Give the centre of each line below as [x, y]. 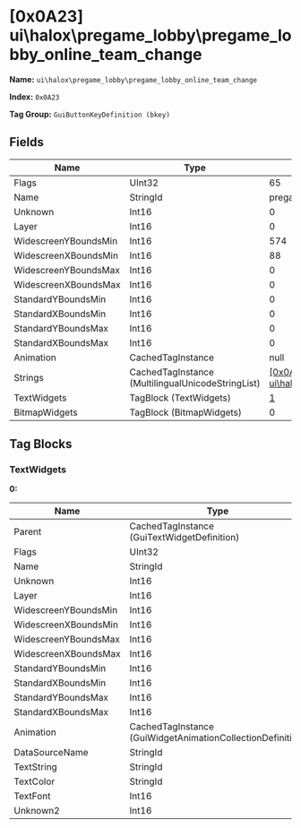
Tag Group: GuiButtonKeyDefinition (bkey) [90, 114]
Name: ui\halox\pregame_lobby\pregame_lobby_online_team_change [133, 79]
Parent [28, 532]
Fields [27, 142]
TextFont [32, 797]
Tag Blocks [41, 444]
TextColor [34, 781]
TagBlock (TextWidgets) [180, 398]
